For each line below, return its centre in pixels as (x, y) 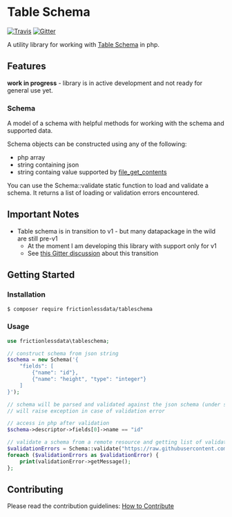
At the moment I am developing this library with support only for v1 (122, 245)
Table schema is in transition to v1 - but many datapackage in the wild (116, 231)
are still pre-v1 (37, 238)
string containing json (48, 165)
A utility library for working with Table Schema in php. (84, 44)
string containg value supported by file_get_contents (92, 172)
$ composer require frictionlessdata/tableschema (80, 309)
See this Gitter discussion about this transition (93, 253)
